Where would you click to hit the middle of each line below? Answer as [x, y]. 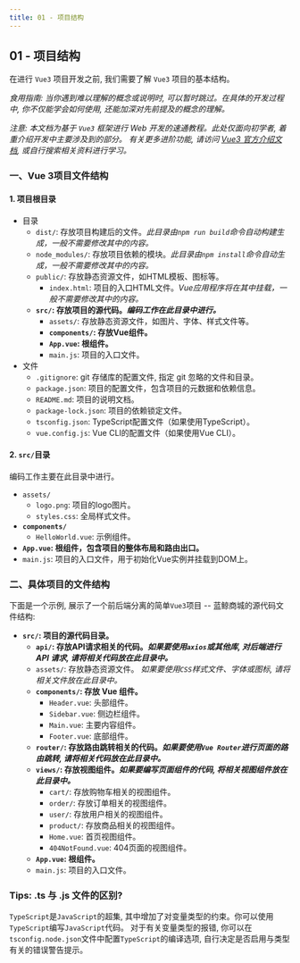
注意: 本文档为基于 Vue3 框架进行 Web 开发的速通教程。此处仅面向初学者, [143, 128]
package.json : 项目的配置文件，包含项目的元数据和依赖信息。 [148, 388]
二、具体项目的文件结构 [59, 584]
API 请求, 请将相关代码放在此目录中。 [104, 658]
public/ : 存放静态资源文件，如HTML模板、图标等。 [129, 276]
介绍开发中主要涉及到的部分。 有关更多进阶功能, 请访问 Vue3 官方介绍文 [150, 139]
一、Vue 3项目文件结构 [59, 176]
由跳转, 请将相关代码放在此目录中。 [100, 758]
